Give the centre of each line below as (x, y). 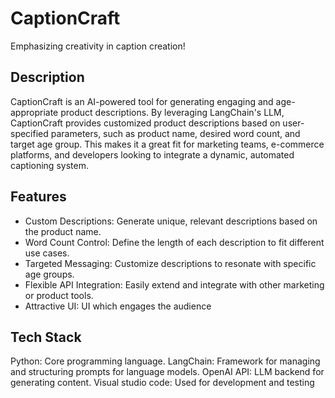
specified (29, 133)
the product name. (63, 231)
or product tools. (59, 295)
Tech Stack (46, 337)
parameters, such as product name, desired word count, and (175, 133)
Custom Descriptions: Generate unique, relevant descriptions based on (171, 221)
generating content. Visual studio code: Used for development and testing (162, 383)
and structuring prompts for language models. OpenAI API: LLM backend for (167, 372)
